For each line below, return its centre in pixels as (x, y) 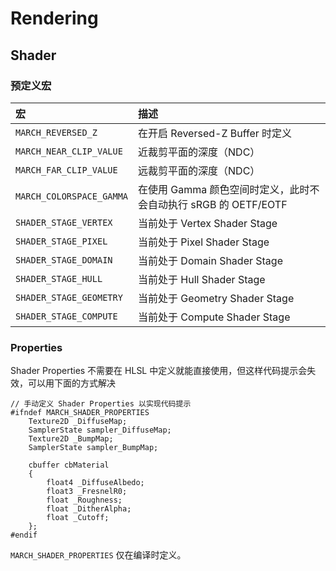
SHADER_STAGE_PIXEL (61, 241)
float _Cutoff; (78, 518)
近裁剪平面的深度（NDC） (199, 152)
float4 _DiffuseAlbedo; (95, 483)
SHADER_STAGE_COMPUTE (66, 316)
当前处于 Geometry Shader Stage (216, 298)
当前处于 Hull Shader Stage (202, 279)
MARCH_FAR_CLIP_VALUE (66, 170)
